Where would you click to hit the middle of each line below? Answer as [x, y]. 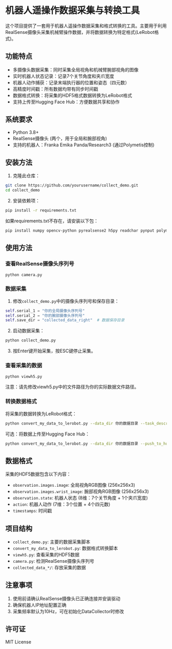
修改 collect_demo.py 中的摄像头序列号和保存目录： [66, 301]
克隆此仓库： [26, 176]
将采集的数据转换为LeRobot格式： [41, 413]
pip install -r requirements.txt [41, 211]
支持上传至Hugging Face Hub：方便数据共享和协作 [66, 102]
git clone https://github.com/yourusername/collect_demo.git [72, 185]
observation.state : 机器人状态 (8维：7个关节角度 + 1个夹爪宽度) [80, 498]
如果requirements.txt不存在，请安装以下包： [52, 221]
